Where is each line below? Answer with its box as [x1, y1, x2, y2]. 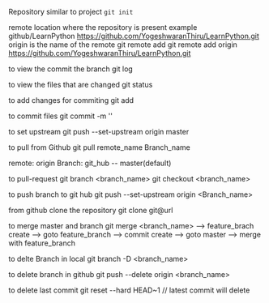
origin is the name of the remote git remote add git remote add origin [8, 40, 237, 49]
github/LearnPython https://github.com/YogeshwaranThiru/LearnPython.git [8, 32, 259, 41]
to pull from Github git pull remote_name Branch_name [8, 143, 190, 152]
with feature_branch [8, 238, 75, 248]
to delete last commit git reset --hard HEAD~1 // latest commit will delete [8, 285, 250, 295]
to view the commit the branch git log [8, 64, 134, 74]
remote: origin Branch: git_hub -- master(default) [8, 158, 172, 168]
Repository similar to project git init [8, 7, 134, 16]
